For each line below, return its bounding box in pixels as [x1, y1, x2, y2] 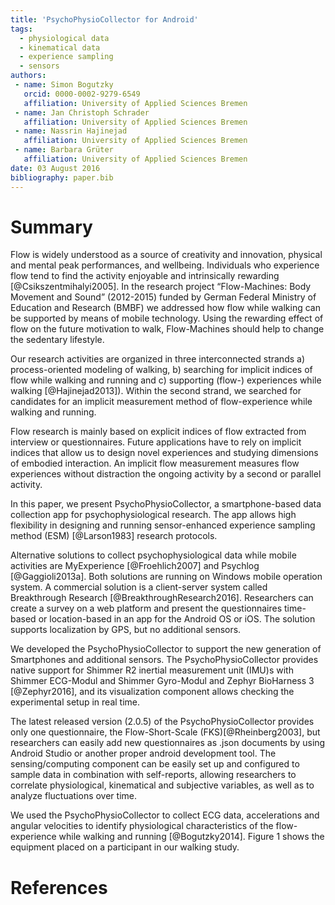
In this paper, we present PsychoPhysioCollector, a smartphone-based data [10, 498, 322, 510]
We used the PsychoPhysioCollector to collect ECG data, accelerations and [10, 809, 320, 821]
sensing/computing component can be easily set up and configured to [10, 758, 300, 770]
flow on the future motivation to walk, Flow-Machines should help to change [10, 323, 325, 335]
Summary [10, 216, 93, 238]
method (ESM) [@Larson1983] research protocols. [10, 530, 218, 542]
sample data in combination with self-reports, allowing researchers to [10, 769, 297, 781]
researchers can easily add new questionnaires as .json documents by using [10, 737, 326, 749]
